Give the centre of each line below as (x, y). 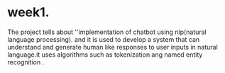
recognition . (26, 62)
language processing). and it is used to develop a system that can (104, 39)
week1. (28, 12)
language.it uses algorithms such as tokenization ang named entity (105, 55)
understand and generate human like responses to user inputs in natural (112, 47)
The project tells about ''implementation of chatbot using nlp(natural (107, 32)
